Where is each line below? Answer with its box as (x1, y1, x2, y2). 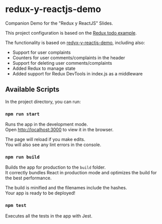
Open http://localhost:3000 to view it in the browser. (5, 127, 114, 133)
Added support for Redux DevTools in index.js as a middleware (12, 70, 143, 76)
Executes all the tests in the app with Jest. (5, 212, 93, 219)
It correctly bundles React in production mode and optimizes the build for (5, 170, 157, 176)
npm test (5, 202, 27, 208)
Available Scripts (5, 85, 59, 94)
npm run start (5, 111, 40, 117)
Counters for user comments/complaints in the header (12, 54, 125, 61)
